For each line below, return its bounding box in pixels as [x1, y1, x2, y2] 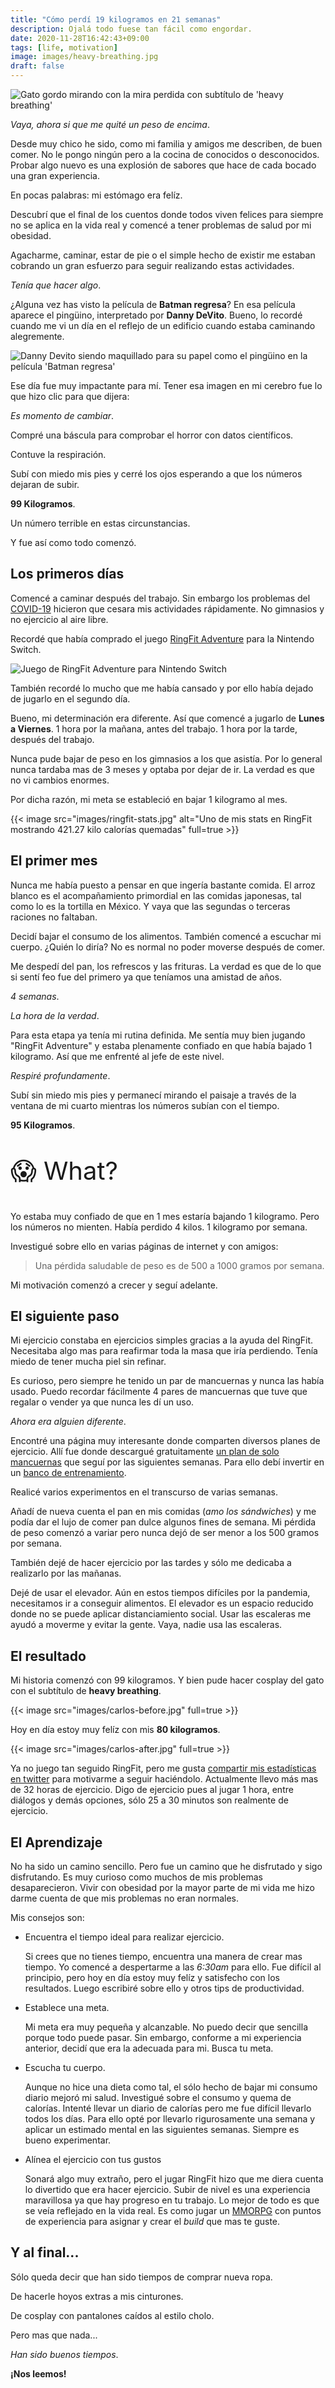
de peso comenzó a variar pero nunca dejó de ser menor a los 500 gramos [10, 1527, 320, 1539]
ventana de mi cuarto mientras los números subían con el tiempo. [10, 1099, 280, 1111]
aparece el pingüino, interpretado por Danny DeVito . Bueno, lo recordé [10, 309, 303, 321]
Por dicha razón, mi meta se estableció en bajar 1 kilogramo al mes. [10, 793, 288, 805]
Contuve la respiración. [10, 449, 107, 460]
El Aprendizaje [10, 1834, 103, 1851]
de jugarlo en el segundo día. [10, 692, 131, 705]
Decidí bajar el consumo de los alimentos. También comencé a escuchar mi [10, 930, 322, 942]
